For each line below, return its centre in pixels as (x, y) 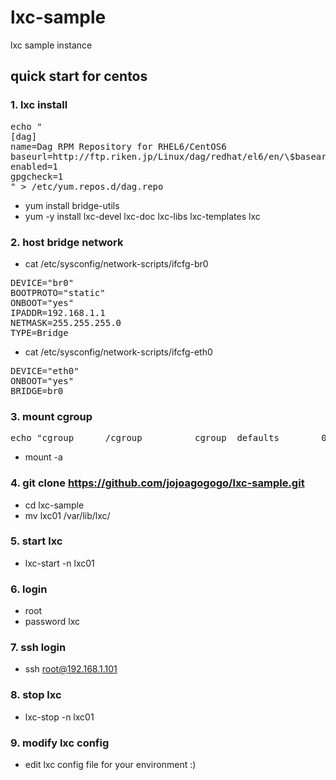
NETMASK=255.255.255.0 (66, 322)
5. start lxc (36, 541)
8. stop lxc (36, 695)
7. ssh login (38, 648)
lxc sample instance (51, 45)
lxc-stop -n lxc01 (59, 717)
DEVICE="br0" (42, 282)
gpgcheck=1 (37, 176)
